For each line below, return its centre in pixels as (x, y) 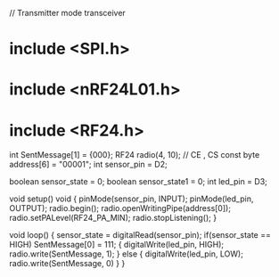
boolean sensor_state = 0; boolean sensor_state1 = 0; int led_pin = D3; (138, 182)
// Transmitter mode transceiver (68, 13)
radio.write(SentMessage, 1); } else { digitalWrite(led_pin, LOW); (126, 254)
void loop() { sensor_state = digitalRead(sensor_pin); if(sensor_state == (140, 235)
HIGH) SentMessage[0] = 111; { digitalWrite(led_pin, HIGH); (117, 245)
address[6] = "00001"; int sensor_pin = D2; (88, 165)
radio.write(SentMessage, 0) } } (67, 264)
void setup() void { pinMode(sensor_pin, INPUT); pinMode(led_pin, (131, 199)
